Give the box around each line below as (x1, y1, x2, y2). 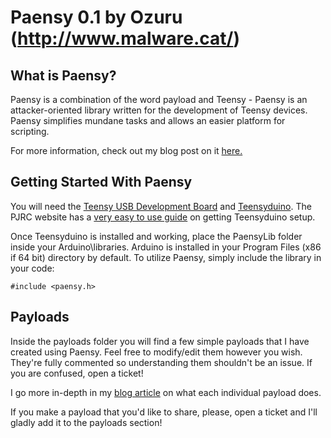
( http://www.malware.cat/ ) (10, 27, 240, 50)
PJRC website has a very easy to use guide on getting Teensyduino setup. (10, 211, 316, 223)
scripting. (10, 126, 50, 137)
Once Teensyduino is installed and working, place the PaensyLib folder (10, 230, 303, 242)
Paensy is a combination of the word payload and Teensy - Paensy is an (10, 94, 308, 105)
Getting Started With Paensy (10, 174, 193, 191)
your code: (10, 262, 55, 274)
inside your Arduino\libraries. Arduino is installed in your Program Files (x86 (10, 241, 322, 253)
